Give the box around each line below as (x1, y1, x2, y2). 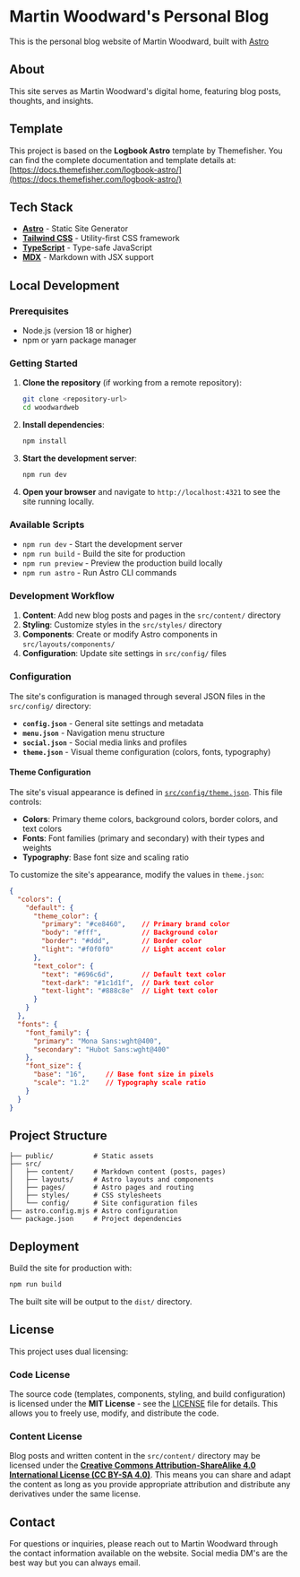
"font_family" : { (25, 1028, 90, 1037)
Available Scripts (9, 518, 85, 531)
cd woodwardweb (21, 403, 80, 412)
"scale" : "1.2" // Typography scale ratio (32, 1079, 206, 1087)
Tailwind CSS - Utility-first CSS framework (21, 233, 181, 244)
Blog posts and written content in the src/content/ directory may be (9, 1451, 261, 1461)
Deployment (9, 1239, 80, 1254)
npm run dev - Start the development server (21, 539, 184, 550)
